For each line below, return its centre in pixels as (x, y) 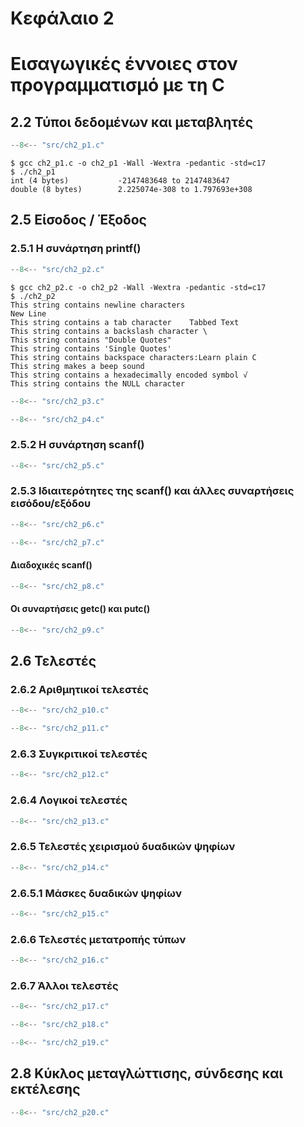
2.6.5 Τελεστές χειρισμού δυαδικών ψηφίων (123, 847)
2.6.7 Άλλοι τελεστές (64, 985)
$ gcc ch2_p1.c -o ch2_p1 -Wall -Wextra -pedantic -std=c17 (138, 163)
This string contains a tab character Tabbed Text (125, 322)
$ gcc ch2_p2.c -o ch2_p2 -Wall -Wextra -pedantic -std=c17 (138, 287)
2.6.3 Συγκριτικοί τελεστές (79, 754)
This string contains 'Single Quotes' (91, 348)
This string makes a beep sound (77, 366)
